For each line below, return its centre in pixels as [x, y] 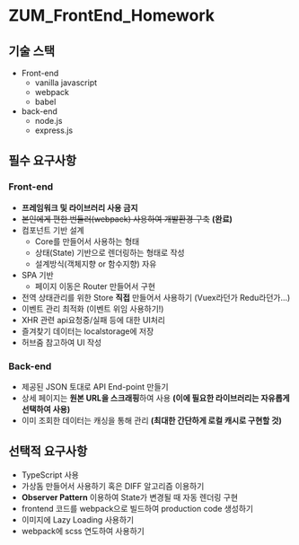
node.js [48, 121]
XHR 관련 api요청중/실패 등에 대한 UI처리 [93, 320]
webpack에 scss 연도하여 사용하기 [83, 531]
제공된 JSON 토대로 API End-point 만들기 [95, 386]
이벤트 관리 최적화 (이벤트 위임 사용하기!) [92, 308]
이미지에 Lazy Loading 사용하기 [78, 519]
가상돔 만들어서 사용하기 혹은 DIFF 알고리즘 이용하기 [113, 486]
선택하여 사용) [46, 409]
